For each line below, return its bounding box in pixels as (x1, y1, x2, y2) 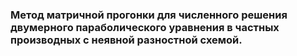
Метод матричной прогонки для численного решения (10, 8, 288, 22)
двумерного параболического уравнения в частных (10, 20, 280, 34)
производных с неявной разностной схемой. (10, 33, 243, 47)
